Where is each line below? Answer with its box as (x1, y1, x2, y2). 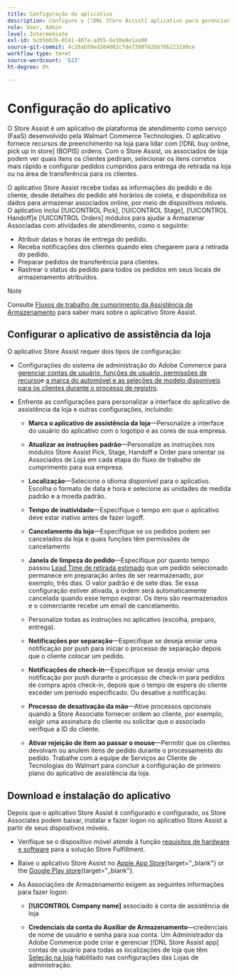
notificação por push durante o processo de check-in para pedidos (28, 673, 225, 682)
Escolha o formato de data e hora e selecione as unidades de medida (28, 484, 232, 493)
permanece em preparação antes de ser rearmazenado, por (28, 571, 204, 580)
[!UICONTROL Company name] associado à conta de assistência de (28, 902, 229, 910)
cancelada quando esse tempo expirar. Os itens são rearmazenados (28, 594, 228, 603)
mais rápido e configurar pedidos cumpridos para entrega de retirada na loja (7, 162, 232, 170)
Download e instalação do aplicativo (7, 789, 171, 801)
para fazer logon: (17, 888, 69, 896)
